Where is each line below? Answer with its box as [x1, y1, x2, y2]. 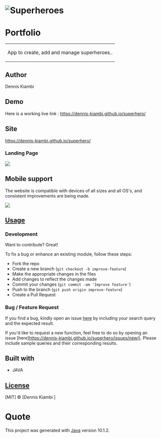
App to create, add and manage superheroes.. [7, 49, 113, 56]
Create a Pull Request [12, 292, 56, 298]
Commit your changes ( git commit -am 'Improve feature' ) [12, 281, 131, 287]
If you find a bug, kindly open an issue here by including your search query [5, 315, 156, 321]
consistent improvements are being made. [5, 193, 90, 199]
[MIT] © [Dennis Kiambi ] [5, 394, 56, 400]
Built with [5, 354, 35, 363]
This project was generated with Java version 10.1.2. [5, 427, 110, 434]
